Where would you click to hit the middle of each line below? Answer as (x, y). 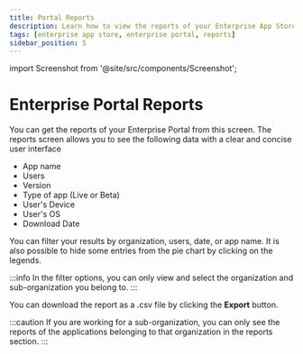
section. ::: (29, 341)
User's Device (48, 204)
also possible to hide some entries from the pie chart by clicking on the (141, 251)
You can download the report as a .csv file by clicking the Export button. (144, 305)
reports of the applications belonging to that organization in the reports (141, 332)
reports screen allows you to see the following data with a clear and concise (151, 140)
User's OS (41, 214)
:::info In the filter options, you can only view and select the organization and (151, 278)
